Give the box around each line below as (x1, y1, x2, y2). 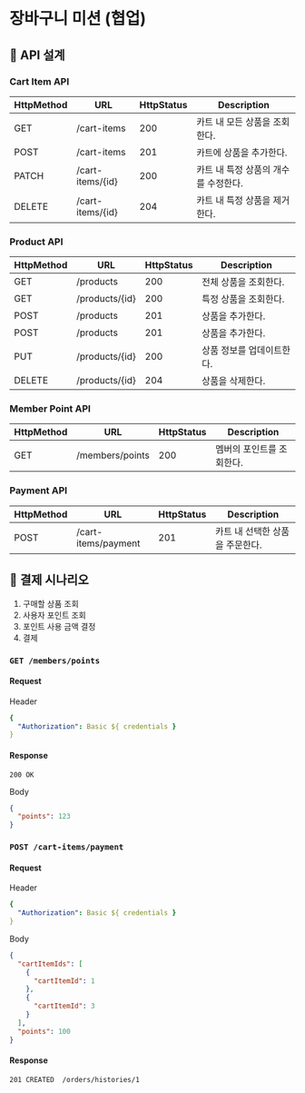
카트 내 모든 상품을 (196, 115, 271, 128)
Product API (9, 235, 64, 248)
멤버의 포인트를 (215, 442, 277, 455)
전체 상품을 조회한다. (202, 276, 285, 289)
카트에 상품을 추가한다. (196, 146, 288, 159)
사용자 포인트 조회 (22, 610, 86, 621)
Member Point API (9, 402, 91, 415)
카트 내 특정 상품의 (196, 163, 271, 175)
